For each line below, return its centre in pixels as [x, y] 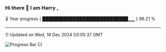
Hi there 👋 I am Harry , [32, 8]
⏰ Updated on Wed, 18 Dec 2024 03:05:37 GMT [54, 35]
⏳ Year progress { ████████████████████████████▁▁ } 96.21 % [80, 19]
